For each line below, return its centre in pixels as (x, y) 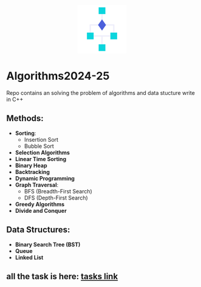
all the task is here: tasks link (62, 276)
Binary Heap (31, 165)
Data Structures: (38, 230)
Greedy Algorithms (40, 204)
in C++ (15, 99)
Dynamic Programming (45, 178)
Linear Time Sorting (41, 159)
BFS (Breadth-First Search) (58, 191)
